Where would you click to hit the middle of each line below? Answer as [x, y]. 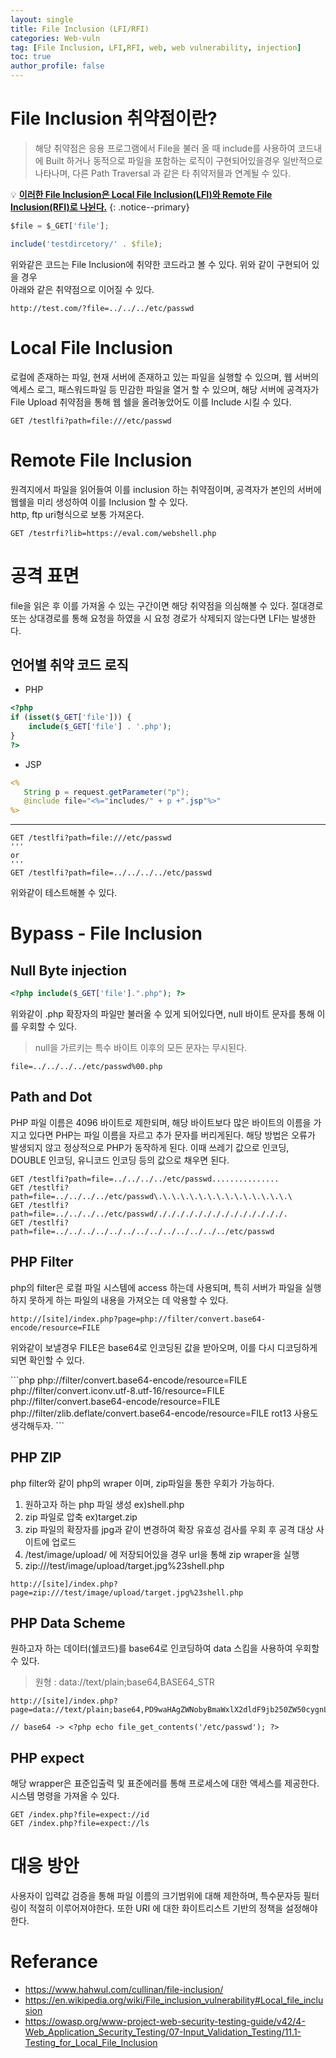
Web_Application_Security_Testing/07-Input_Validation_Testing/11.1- [163, 2032]
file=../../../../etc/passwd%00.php [86, 1067]
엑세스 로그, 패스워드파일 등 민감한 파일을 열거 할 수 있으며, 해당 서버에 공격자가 [165, 389]
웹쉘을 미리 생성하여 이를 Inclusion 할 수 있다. [99, 502]
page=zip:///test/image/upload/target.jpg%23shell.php [127, 1592]
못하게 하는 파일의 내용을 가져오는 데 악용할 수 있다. [128, 1300]
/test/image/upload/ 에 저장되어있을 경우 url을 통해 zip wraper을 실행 [162, 1554]
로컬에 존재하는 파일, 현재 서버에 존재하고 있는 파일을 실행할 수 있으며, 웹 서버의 [165, 377]
